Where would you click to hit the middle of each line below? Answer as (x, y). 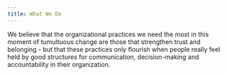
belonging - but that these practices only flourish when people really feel (114, 49)
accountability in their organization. (59, 64)
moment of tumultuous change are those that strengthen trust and (104, 42)
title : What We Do (34, 14)
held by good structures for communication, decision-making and (103, 57)
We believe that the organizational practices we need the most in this (108, 34)
